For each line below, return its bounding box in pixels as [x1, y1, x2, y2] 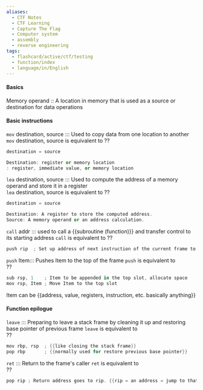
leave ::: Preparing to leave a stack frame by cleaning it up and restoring [6, 318, 186, 326]
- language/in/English [11, 64, 69, 71]
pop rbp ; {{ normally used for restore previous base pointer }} [6, 348, 188, 354]
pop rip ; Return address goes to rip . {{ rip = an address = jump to [6, 377, 185, 383]
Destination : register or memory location [6, 159, 115, 166]
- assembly [11, 37, 39, 43]
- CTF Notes [11, 14, 42, 20]
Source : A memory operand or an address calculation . [6, 217, 145, 223]
